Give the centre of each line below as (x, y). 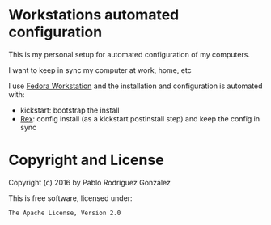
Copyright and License (86, 160)
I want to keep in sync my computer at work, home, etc (100, 70)
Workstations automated (94, 15)
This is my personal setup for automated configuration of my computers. (129, 54)
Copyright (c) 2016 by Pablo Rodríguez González (90, 182)
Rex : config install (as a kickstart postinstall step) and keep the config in (140, 118)
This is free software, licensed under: (70, 198)
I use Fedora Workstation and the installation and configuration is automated (135, 86)
